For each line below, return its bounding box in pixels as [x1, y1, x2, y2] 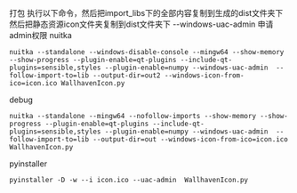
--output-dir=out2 [92, 71, 162, 80]
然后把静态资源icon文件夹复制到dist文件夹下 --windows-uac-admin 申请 [9, 19, 274, 29]
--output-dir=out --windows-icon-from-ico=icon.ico [92, 135, 289, 144]
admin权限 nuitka [9, 30, 73, 40]
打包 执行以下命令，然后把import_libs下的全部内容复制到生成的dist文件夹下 [9, 8, 284, 18]
